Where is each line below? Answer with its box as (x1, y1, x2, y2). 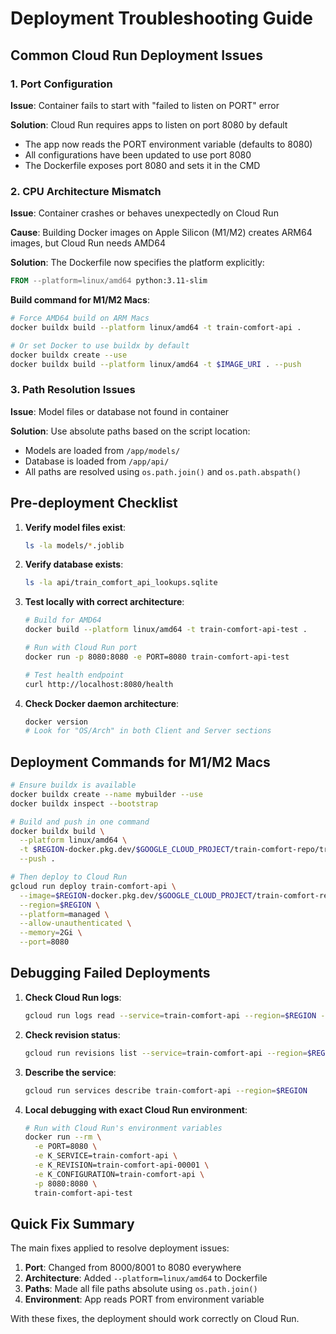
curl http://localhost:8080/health (24, 679, 174, 689)
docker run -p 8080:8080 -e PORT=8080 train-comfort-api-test (24, 652, 290, 662)
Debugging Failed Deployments (10, 965, 211, 982)
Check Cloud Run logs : (24, 991, 122, 1003)
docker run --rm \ (24, 1132, 102, 1142)
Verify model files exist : (24, 521, 127, 533)
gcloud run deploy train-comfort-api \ (10, 881, 177, 891)
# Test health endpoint (24, 670, 125, 680)
